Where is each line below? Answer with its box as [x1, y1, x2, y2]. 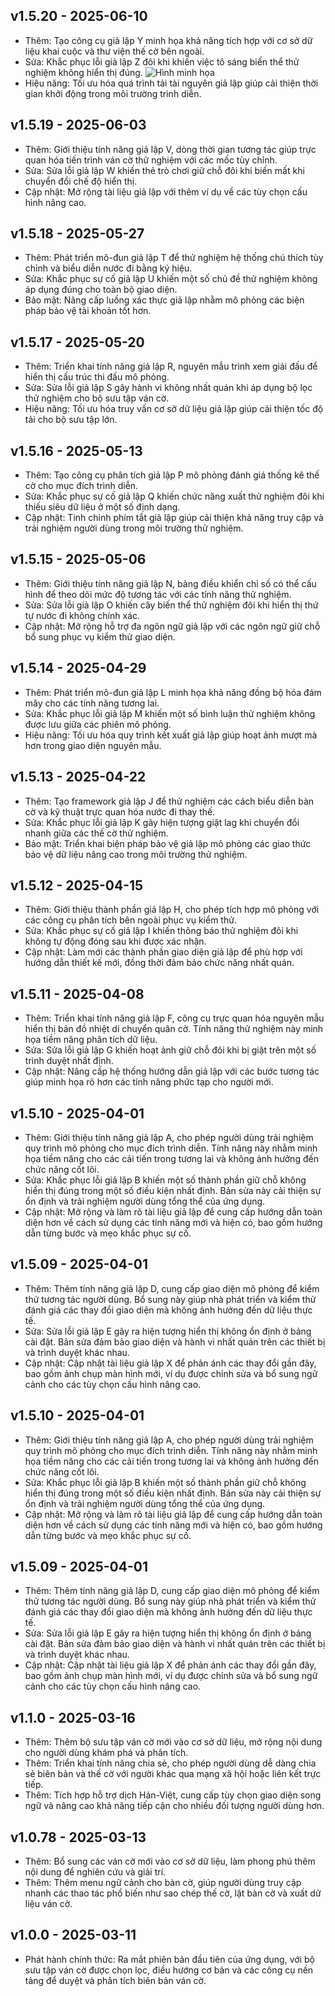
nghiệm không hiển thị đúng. [24, 66, 143, 78]
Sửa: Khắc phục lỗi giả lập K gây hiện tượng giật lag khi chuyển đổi [24, 816, 300, 828]
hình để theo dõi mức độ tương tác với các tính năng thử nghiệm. [24, 588, 292, 600]
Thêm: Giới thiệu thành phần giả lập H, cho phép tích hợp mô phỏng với [24, 904, 320, 916]
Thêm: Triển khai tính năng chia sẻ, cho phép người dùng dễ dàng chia [24, 1757, 317, 1769]
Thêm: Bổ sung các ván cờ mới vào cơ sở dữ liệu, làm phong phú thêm [24, 1855, 316, 1867]
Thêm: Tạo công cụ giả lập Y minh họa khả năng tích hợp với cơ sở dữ [24, 34, 313, 46]
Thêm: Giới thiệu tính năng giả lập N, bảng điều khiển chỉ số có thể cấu [24, 577, 317, 589]
